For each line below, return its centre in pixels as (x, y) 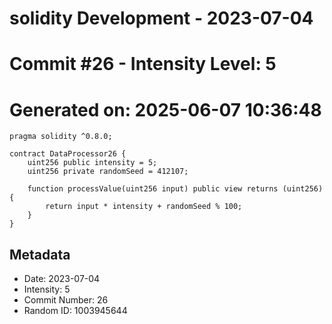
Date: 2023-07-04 (62, 279)
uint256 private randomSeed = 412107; (108, 172)
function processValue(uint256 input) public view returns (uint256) (175, 189)
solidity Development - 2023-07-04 (161, 18)
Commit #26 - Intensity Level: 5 (143, 64)
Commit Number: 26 (66, 300)
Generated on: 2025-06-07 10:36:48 (165, 109)
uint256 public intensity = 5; (92, 163)
